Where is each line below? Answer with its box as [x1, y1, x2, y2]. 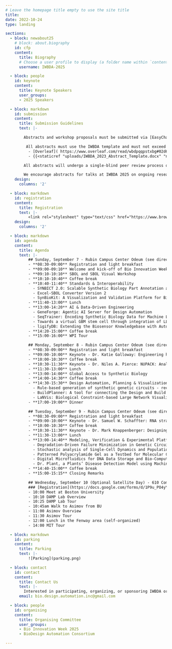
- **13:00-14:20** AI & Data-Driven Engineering [28, 305, 134, 310]
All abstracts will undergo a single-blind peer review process [24, 163, 164, 168]
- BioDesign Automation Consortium [18, 632, 95, 637]
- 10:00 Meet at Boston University [28, 489, 104, 494]
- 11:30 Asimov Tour [28, 513, 72, 518]
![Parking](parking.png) [28, 556, 81, 561]
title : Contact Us [18, 579, 58, 585]
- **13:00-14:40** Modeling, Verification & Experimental [28, 437, 155, 443]
